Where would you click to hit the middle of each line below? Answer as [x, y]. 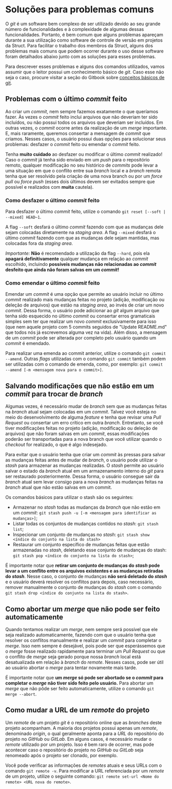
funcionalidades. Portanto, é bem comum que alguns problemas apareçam [84, 34]
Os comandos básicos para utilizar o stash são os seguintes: [69, 497]
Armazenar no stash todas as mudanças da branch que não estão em [87, 507]
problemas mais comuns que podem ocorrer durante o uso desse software [85, 51]
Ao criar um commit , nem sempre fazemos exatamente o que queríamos [82, 111]
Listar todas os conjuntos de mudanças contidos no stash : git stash [85, 524]
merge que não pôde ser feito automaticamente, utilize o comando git [80, 688]
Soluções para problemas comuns [80, 10]
